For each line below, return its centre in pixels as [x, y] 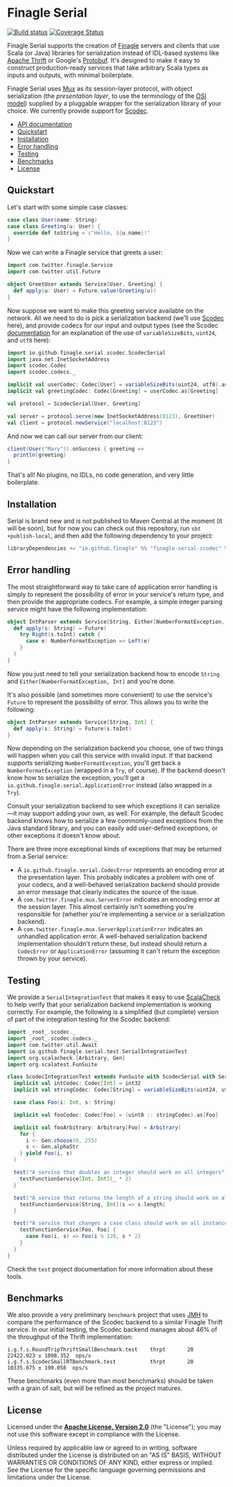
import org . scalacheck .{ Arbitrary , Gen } [67, 1058]
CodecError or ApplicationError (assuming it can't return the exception [119, 951]
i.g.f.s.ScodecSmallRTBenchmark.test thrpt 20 [101, 1362]
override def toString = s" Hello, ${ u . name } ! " [82, 233]
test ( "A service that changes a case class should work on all [106, 1224]
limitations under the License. [49, 1477]
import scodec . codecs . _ [42, 372]
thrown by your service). [52, 959]
